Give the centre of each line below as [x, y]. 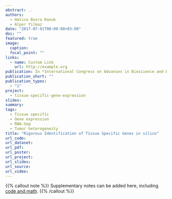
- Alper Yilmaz [26, 24]
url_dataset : [19, 143]
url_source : [18, 166]
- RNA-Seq [20, 124]
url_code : [16, 138]
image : [12, 43]
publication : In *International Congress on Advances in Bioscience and [84, 72]
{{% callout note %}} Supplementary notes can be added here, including [82, 186]
